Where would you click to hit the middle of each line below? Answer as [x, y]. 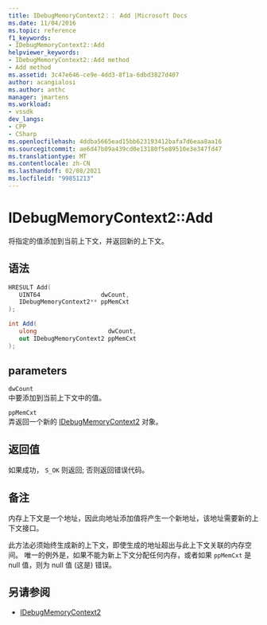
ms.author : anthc [37, 90]
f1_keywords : [30, 38]
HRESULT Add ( [30, 287]
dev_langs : [26, 119]
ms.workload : [30, 104]
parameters [38, 371]
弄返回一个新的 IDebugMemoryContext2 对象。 [85, 422]
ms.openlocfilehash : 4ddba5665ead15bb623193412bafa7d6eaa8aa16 [115, 141]
